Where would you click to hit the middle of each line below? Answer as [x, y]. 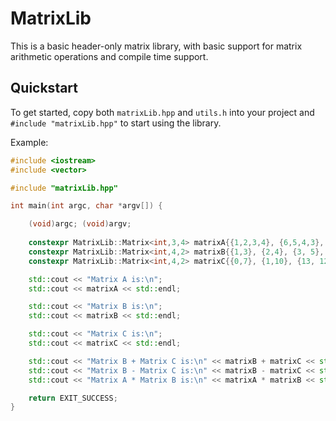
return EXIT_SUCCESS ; [73, 398]
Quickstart [44, 88]
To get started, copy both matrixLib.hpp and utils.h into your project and [162, 112]
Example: [29, 142]
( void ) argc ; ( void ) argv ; [80, 224]
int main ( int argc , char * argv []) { [86, 206]
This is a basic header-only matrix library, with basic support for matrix [156, 46]
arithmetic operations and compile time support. [109, 56]
